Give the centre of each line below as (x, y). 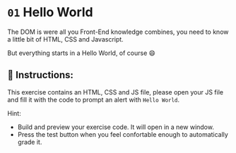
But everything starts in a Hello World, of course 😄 (81, 53)
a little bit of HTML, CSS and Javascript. (65, 39)
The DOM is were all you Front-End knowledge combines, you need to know (118, 32)
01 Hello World (50, 12)
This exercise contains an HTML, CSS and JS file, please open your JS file (116, 92)
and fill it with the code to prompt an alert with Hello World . (94, 99)
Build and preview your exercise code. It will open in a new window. (116, 127)
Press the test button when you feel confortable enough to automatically (123, 134)
